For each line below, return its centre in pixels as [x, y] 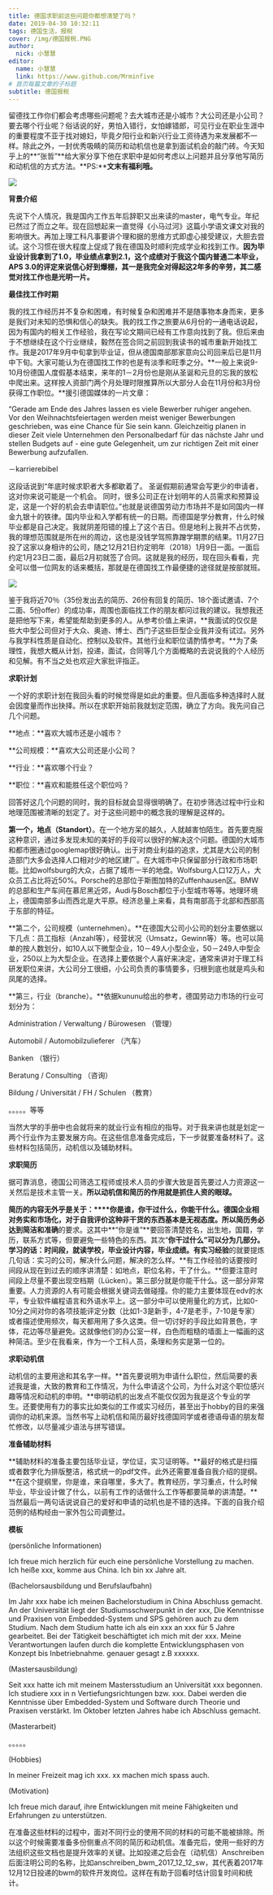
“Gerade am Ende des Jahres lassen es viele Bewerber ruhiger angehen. [130, 409]
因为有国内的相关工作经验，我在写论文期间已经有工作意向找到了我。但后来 [133, 332]
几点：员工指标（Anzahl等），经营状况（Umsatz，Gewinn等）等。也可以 [136, 939]
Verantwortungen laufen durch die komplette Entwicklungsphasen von [126, 1645]
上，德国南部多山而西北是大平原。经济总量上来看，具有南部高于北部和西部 [133, 901]
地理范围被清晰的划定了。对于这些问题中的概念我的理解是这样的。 [119, 813]
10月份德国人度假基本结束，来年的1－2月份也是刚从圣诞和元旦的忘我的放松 [133, 373]
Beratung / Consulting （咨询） [61, 1075]
